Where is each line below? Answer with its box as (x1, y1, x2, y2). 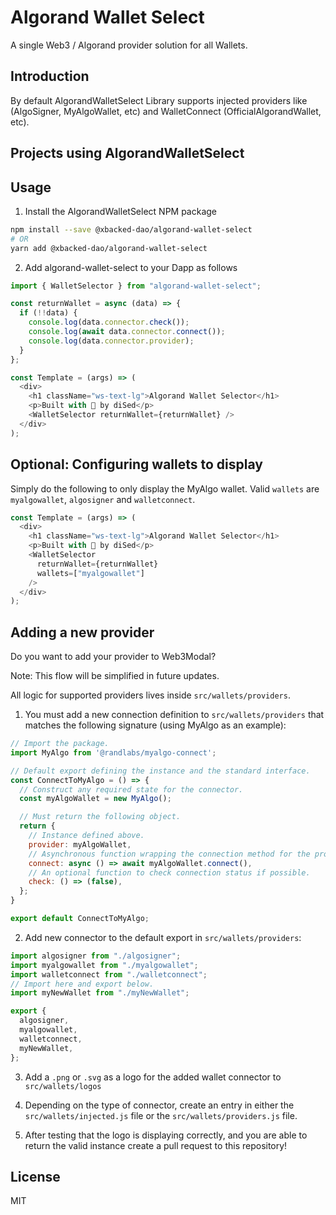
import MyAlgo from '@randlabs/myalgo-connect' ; (10, 747, 217, 758)
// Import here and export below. (10, 979, 155, 989)
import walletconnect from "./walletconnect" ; (10, 969, 208, 980)
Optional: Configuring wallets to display (10, 456, 263, 473)
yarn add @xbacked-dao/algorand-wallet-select (10, 243, 208, 253)
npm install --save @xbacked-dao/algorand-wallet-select (10, 224, 253, 235)
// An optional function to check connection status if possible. (28, 867, 311, 878)
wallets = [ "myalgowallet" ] (36, 568, 145, 578)
